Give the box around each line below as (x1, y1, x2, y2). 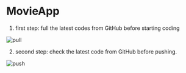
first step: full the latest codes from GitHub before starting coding (15, 24, 180, 32)
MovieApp (6, 4, 60, 18)
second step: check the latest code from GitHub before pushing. (15, 47, 177, 55)
